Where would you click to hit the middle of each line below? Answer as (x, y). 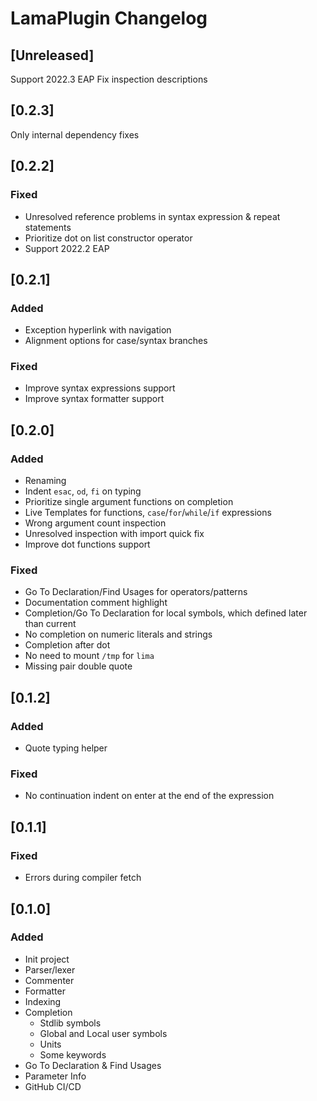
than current (50, 624)
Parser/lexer (50, 969)
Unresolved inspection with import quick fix (114, 534)
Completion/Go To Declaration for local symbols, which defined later (166, 613)
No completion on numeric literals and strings (118, 634)
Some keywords (73, 1054)
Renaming (45, 481)
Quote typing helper (66, 748)
